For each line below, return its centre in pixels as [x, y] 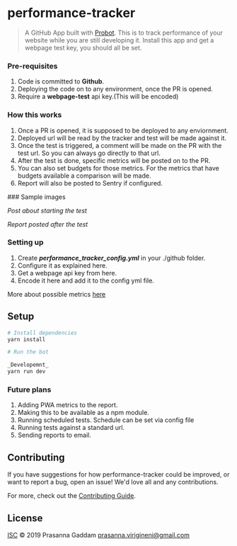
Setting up [25, 242]
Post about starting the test [47, 210]
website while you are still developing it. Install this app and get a [119, 40]
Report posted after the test [48, 224]
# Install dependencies [42, 333]
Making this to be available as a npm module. [83, 413]
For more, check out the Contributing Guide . [72, 496]
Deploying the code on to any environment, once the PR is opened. [115, 89]
